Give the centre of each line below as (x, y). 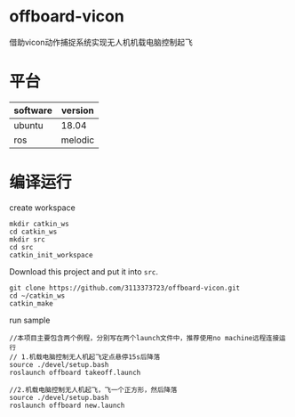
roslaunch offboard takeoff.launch (75, 372)
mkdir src (28, 239)
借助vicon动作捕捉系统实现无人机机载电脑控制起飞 (101, 42)
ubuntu (28, 125)
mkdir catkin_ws (39, 224)
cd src (21, 247)
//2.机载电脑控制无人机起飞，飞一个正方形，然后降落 (93, 389)
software (33, 110)
